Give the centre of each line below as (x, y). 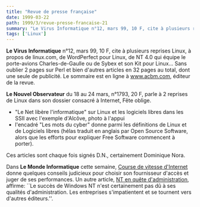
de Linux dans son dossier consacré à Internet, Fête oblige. (79, 101)
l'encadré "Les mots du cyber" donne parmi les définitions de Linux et (101, 125)
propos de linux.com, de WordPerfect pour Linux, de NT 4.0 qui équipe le (96, 57)
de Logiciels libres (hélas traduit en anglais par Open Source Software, (101, 131)
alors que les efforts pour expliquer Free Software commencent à (95, 137)
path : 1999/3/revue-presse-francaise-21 (57, 23)
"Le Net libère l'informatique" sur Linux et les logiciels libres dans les (99, 112)
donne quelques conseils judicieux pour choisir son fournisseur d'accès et (98, 173)
